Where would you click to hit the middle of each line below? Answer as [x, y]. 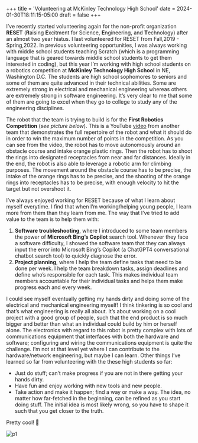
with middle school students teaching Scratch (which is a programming [93, 52]
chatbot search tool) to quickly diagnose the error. [76, 256]
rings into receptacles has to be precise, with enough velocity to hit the [92, 182]
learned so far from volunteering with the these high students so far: [89, 362]
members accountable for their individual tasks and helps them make [99, 281]
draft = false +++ [80, 15]
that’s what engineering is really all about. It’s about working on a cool [91, 311]
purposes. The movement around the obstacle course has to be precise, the [99, 170]
